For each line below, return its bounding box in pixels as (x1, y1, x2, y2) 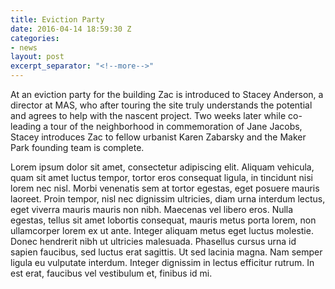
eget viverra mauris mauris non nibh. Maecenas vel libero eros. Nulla (10, 204, 294, 215)
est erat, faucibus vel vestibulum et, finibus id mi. (10, 267, 213, 279)
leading (10, 121, 42, 132)
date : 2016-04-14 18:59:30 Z (10, 24, 132, 34)
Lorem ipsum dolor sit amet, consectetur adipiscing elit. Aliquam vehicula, (10, 161, 315, 173)
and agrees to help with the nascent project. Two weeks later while (10, 110, 287, 121)
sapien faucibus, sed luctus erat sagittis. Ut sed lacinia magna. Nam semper (10, 246, 323, 258)
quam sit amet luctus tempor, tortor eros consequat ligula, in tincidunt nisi (10, 172, 313, 183)
